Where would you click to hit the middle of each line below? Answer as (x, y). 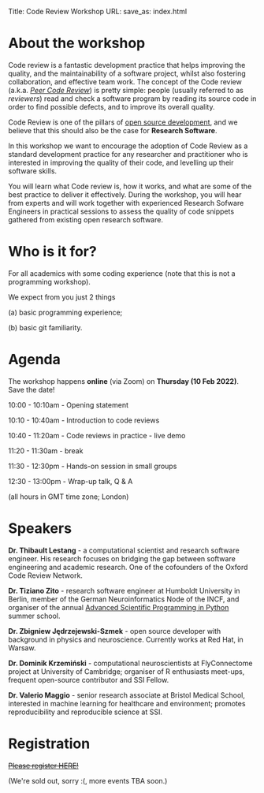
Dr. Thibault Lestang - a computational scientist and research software (124, 550)
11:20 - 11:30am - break (46, 450)
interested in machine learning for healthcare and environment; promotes (127, 703)
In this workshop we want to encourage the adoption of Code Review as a (128, 146)
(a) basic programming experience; (65, 312)
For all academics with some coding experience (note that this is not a (122, 273)
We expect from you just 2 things (62, 297)
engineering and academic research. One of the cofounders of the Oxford (128, 567)
